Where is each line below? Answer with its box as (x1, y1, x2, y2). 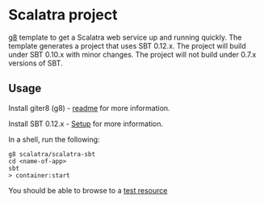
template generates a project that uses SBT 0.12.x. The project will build (8, 40, 246, 50)
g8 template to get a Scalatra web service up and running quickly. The (8, 32, 242, 42)
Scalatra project (8, 6, 118, 24)
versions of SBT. (8, 58, 63, 68)
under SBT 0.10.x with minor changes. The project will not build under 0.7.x (8, 49, 257, 59)
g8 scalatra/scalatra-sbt (8, 150, 95, 159)
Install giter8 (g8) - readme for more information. (8, 103, 171, 112)
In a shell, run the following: (8, 134, 100, 144)
